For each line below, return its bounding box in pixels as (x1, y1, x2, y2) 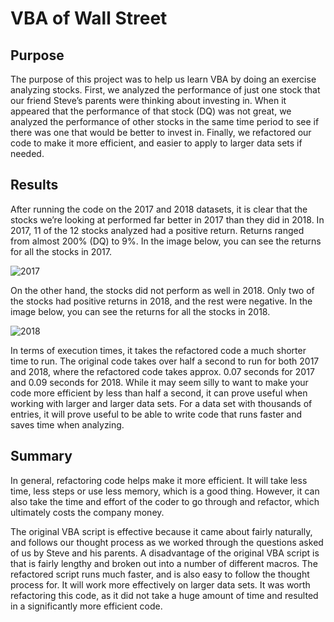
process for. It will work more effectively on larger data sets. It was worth (10, 578, 311, 591)
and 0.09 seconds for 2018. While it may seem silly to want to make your (10, 376, 309, 388)
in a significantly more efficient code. (10, 600, 163, 612)
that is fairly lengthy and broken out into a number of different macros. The (10, 557, 318, 569)
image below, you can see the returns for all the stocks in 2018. (10, 305, 271, 317)
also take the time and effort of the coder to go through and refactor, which (10, 495, 320, 507)
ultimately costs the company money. (10, 506, 165, 518)
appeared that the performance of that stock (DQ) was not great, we (10, 105, 292, 117)
